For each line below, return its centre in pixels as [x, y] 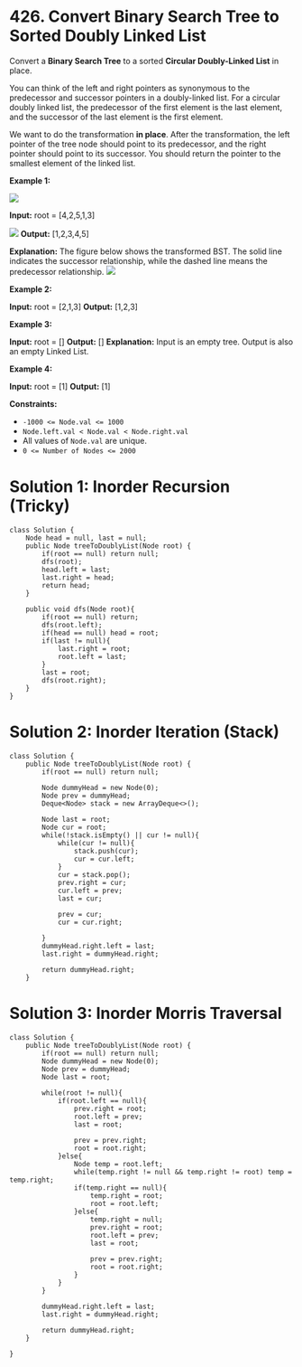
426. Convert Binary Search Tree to [144, 17]
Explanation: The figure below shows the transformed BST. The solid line [146, 251]
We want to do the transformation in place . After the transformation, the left [150, 134]
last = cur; [80, 898]
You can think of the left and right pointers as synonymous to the [130, 88]
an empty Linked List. [49, 351]
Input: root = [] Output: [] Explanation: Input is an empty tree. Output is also [151, 342]
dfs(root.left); [72, 625]
